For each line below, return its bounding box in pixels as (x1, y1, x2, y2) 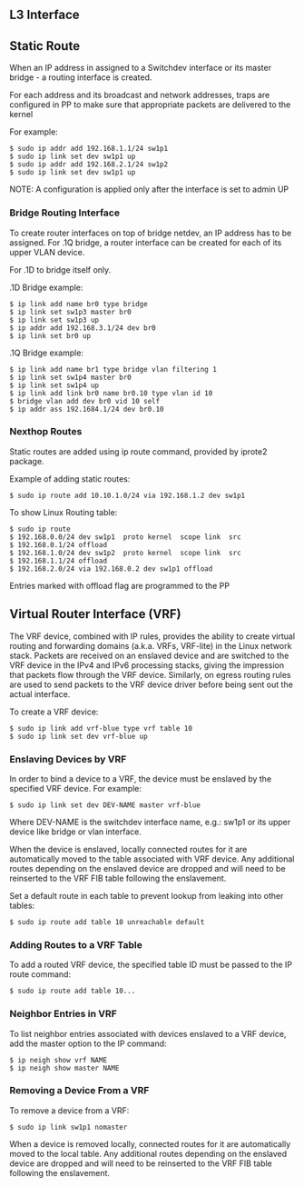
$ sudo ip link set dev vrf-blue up (9, 732, 148, 741)
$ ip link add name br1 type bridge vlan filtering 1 (9, 364, 218, 374)
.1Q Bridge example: (9, 347, 84, 358)
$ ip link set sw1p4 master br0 (9, 373, 132, 382)
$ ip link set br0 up (9, 331, 92, 340)
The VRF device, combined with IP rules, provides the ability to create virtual (9, 631, 296, 642)
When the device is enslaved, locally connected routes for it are (9, 843, 248, 854)
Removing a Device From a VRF (9, 1084, 150, 1097)
